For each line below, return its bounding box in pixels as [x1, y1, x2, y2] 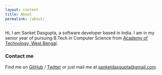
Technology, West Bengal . [5, 40, 58, 46]
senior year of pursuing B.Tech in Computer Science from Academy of [5, 35, 148, 41]
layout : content [5, 7, 38, 12]
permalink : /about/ [5, 16, 45, 21]
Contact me [5, 53, 34, 60]
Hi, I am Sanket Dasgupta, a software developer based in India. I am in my [5, 30, 155, 36]
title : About [5, 12, 32, 17]
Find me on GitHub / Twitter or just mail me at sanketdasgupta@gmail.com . [5, 64, 158, 70]
